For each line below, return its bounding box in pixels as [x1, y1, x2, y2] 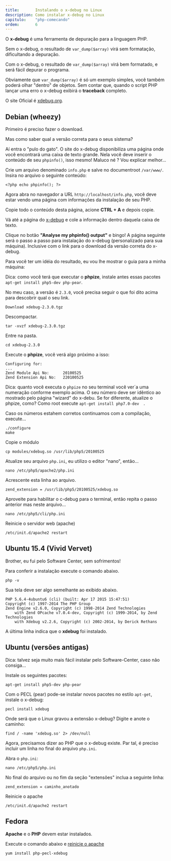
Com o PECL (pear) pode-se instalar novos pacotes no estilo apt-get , [5, 691, 153, 697]
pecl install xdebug [5, 706, 50, 712]
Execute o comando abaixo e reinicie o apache [5, 840, 104, 847]
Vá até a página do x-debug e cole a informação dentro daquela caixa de [5, 217, 160, 223]
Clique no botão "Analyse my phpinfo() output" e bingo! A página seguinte [5, 232, 165, 238]
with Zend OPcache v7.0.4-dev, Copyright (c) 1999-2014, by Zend [14, 610, 158, 615]
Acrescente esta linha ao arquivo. [5, 477, 76, 483]
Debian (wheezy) [5, 113, 61, 121]
